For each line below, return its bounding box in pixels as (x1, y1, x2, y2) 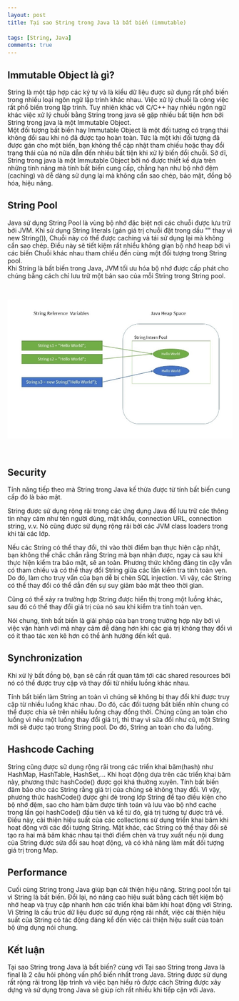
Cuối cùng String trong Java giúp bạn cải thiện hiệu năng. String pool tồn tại (7, 885, 230, 894)
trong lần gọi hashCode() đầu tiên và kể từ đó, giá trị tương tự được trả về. (7, 808, 224, 816)
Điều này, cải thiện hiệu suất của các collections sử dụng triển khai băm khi (7, 815, 229, 824)
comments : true (7, 41, 53, 49)
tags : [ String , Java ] (7, 34, 72, 41)
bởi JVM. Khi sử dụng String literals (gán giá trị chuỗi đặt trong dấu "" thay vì (7, 225, 233, 235)
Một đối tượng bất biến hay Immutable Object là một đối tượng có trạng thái (7, 126, 228, 134)
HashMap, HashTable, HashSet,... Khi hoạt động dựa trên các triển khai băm (7, 770, 231, 778)
